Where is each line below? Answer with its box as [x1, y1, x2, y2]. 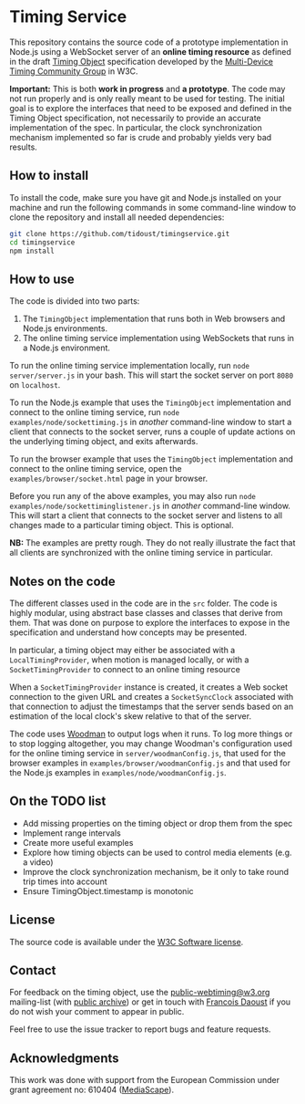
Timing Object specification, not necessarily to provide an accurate [9, 112, 261, 123]
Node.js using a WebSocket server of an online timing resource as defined [9, 46, 291, 57]
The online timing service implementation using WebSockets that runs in [22, 333, 294, 344]
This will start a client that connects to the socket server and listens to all [9, 510, 283, 521]
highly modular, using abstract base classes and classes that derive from [9, 608, 283, 618]
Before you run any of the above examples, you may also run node [9, 491, 257, 502]
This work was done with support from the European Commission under [9, 1075, 280, 1086]
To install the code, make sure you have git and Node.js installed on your [9, 192, 282, 203]
